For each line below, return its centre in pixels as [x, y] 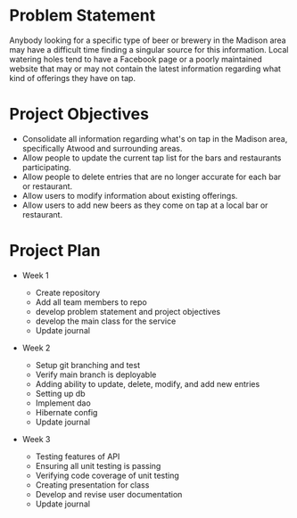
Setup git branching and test [88, 365]
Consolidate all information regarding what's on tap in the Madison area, [155, 138]
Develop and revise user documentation [109, 494]
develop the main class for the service [106, 321]
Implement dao [63, 403]
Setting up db [61, 393]
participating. [46, 167]
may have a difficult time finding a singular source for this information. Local [149, 49]
